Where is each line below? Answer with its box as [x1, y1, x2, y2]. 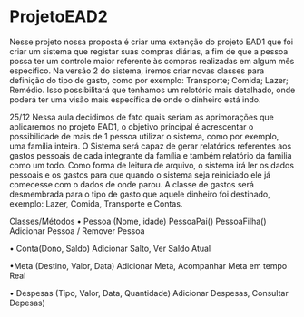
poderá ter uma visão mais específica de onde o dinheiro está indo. [9, 93, 261, 105]
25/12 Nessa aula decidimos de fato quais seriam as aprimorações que [9, 111, 274, 122]
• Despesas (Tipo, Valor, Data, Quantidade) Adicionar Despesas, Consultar [9, 287, 289, 298]
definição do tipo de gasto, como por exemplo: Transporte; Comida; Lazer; [9, 74, 289, 85]
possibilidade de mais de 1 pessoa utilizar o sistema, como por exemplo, [9, 130, 279, 141]
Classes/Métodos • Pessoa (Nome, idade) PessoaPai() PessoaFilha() [9, 216, 267, 226]
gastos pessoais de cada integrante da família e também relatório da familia [9, 149, 292, 160]
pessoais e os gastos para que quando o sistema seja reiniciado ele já [9, 169, 271, 180]
